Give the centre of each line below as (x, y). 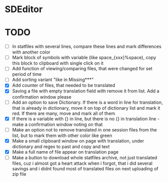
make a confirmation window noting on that (57, 124)
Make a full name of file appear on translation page (65, 152)
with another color (31, 52)
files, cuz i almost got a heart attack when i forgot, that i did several (82, 163)
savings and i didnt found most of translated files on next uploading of (85, 168)
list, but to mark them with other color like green (62, 135)
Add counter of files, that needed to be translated (64, 85)
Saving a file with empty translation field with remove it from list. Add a (86, 91)
